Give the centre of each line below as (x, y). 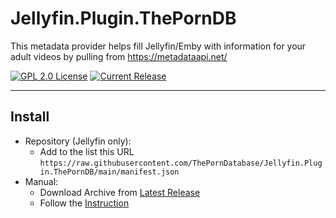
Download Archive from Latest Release (120, 192)
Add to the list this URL (87, 151)
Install (30, 117)
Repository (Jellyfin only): (78, 141)
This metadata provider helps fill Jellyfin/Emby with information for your (158, 46)
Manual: (41, 181)
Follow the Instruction (84, 203)
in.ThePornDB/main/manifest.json (109, 172)
